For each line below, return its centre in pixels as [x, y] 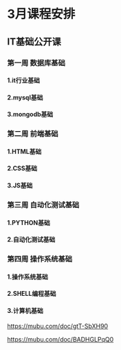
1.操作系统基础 [27, 277]
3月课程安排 [41, 14]
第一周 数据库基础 [36, 62]
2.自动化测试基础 [31, 240]
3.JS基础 [20, 185]
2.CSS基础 [22, 168]
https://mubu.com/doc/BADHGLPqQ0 [60, 340]
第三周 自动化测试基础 [43, 205]
